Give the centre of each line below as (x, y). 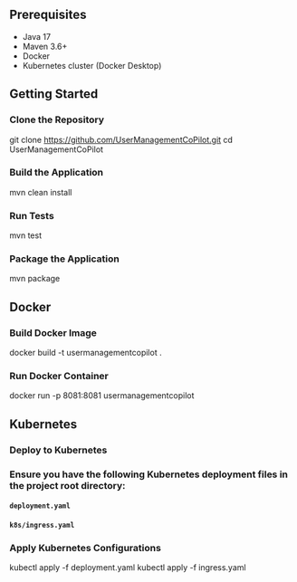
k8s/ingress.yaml (42, 525)
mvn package (35, 279)
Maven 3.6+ (45, 46)
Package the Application (64, 259)
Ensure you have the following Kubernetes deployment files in (148, 474)
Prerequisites (48, 15)
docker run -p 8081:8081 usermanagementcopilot (102, 396)
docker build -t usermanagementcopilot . (86, 353)
